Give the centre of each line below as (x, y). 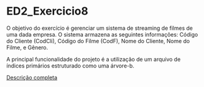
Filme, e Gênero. (27, 47)
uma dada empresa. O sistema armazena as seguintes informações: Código (102, 34)
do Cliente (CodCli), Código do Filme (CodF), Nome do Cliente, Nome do (98, 41)
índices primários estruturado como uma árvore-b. (70, 66)
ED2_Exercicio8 (47, 11)
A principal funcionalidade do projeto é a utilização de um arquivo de (94, 59)
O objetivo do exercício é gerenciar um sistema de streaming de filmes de (100, 28)
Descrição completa (32, 77)
